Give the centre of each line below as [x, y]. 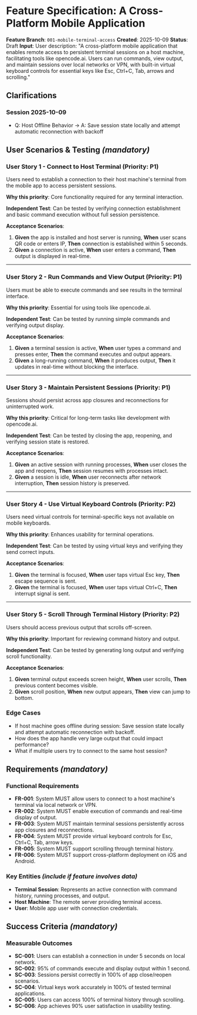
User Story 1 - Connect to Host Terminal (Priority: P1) [82, 166]
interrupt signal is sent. [42, 594]
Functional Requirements [43, 786]
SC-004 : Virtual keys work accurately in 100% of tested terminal [93, 987]
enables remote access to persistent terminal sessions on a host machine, [96, 52]
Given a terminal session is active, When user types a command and [98, 348]
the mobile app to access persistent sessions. [61, 186]
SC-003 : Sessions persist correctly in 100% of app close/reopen [93, 975]
